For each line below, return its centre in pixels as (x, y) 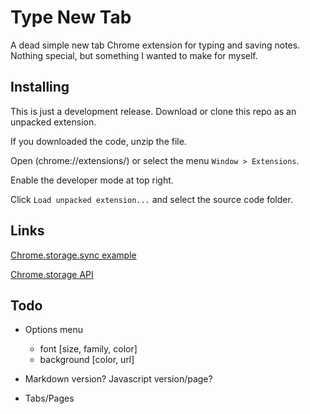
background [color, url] (87, 360)
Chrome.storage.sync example (73, 255)
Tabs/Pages (49, 398)
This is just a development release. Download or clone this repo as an (153, 111)
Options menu (54, 330)
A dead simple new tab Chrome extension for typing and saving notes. (155, 45)
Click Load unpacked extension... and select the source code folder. (151, 199)
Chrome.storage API (52, 274)
